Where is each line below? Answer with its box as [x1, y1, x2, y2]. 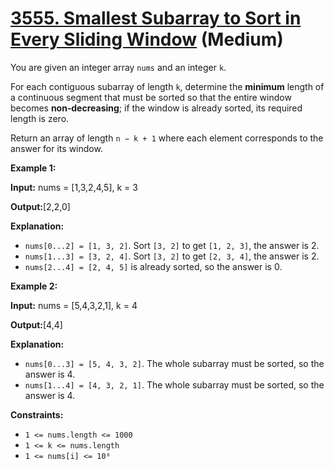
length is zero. [10, 112, 70, 124]
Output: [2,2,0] [10, 200, 71, 212]
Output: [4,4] [10, 318, 63, 331]
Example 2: [10, 280, 58, 292]
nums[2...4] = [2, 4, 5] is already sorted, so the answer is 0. [24, 260, 283, 272]
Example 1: [10, 162, 57, 174]
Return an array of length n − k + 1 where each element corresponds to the [10, 132, 324, 144]
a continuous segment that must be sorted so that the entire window [10, 91, 292, 103]
